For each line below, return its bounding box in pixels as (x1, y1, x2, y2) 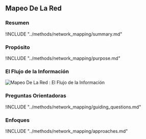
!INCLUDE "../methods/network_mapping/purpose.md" (5, 55, 121, 61)
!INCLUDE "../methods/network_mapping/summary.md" (5, 31, 123, 37)
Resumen (5, 19, 30, 26)
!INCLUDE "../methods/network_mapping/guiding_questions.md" (5, 104, 141, 110)
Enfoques (5, 117, 30, 124)
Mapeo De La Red (5, 4, 62, 13)
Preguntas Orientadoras (5, 92, 66, 99)
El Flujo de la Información (5, 68, 69, 75)
